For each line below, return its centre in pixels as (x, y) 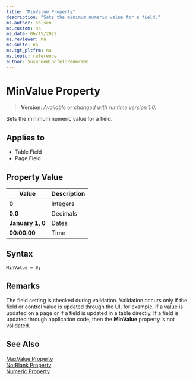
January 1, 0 (27, 223)
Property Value (35, 177)
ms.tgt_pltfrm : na (29, 51)
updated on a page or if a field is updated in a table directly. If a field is (93, 313)
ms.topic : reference (32, 56)
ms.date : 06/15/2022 (32, 34)
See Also (23, 344)
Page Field (28, 158)
